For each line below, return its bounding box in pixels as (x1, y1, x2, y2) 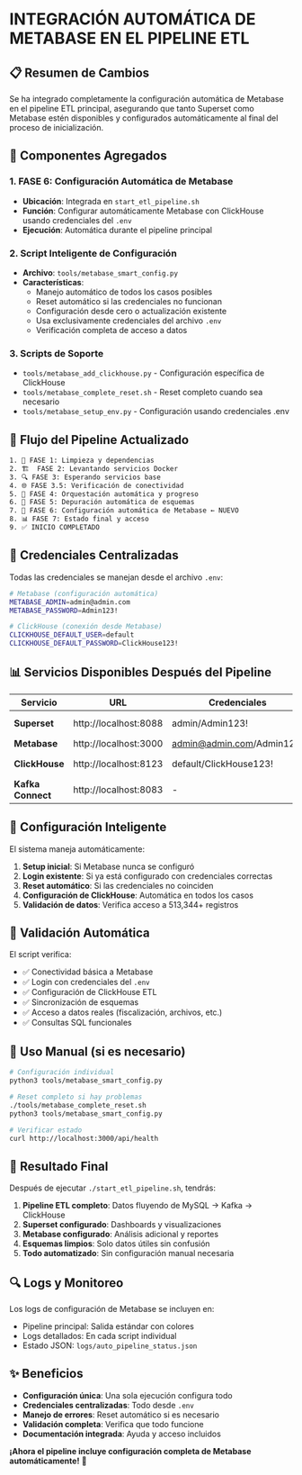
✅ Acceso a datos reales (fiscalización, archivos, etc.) (22, 1007, 223, 1018)
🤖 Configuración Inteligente (9, 819, 167, 835)
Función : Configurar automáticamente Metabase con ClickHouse (22, 205, 264, 216)
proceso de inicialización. (9, 122, 104, 132)
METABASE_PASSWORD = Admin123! (9, 606, 119, 615)
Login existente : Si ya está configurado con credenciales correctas (22, 870, 273, 882)
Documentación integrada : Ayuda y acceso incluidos (22, 1428, 222, 1439)
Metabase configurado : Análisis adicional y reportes (22, 1229, 218, 1240)
